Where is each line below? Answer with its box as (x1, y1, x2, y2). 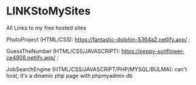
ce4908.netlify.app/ (6, 54, 56, 61)
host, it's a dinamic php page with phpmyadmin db (6, 72, 133, 79)
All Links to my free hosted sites (6, 24, 87, 31)
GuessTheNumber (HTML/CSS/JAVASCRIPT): (6, 47, 120, 55)
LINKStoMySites (6, 4, 91, 18)
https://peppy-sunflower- (121, 47, 185, 55)
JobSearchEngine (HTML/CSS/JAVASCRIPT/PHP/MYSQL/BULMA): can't (6, 65, 188, 73)
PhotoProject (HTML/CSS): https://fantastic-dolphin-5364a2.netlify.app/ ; (6, 36, 191, 43)
